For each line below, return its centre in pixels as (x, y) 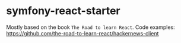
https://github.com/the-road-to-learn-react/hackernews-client (82, 33)
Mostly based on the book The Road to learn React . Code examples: (90, 27)
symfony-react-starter (63, 11)
